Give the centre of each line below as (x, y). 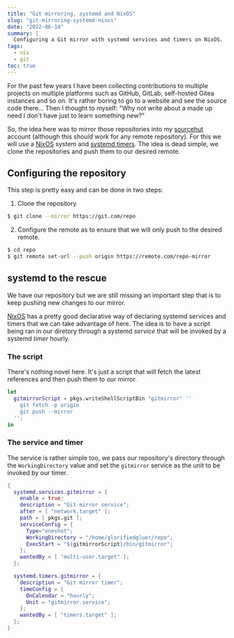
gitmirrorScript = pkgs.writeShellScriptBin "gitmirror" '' (103, 399)
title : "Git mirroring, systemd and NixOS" (72, 14)
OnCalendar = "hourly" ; (60, 595)
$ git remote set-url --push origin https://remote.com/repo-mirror (109, 257)
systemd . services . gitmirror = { (61, 492)
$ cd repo (22, 250)
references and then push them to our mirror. (72, 379)
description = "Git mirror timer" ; (72, 582)
